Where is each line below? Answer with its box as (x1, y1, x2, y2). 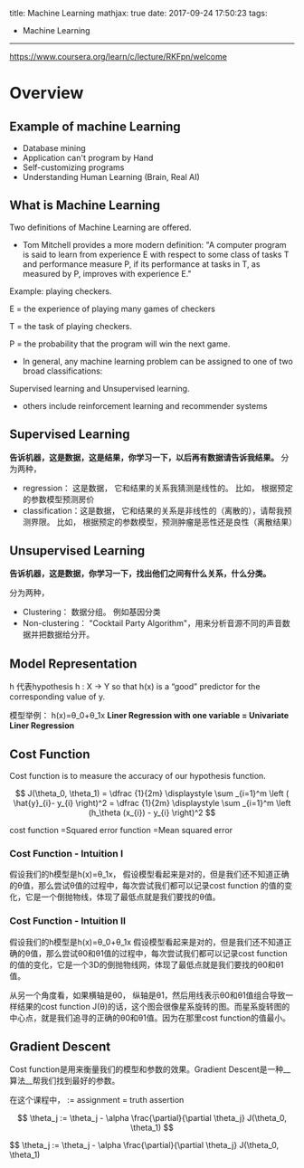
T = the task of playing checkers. (9, 320, 133, 331)
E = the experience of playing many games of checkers (9, 303, 215, 314)
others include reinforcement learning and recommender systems (22, 400, 268, 411)
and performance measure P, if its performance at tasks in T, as (22, 258, 261, 270)
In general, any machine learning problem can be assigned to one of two (22, 356, 294, 366)
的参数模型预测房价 (22, 493, 95, 505)
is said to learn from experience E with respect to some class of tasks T (22, 249, 290, 260)
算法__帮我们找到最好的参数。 (9, 1076, 120, 1087)
